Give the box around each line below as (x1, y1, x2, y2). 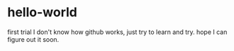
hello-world (7, 4, 78, 21)
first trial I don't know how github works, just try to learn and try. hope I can (7, 28, 228, 36)
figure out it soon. (7, 35, 60, 43)
